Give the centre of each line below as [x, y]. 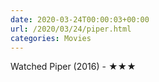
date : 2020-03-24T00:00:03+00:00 [80, 19]
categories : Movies [51, 38]
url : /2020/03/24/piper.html [71, 29]
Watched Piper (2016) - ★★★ [73, 67]
